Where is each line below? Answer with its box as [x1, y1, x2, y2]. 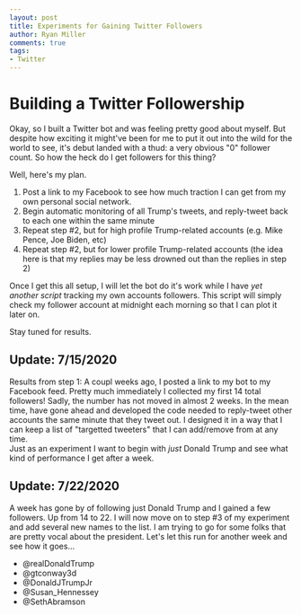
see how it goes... [9, 540, 75, 551]
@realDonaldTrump [22, 558, 95, 568]
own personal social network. [22, 196, 132, 206]
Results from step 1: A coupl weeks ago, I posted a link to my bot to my [9, 376, 271, 387]
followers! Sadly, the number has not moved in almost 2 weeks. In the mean [9, 395, 289, 406]
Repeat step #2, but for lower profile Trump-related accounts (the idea [22, 243, 284, 254]
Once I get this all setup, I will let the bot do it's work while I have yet [9, 280, 263, 291]
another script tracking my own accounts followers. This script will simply [9, 289, 282, 301]
